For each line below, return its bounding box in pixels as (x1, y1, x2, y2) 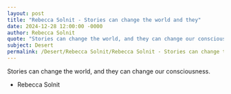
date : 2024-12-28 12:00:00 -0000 (7, 23, 103, 30)
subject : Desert (7, 42, 54, 49)
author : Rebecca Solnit (7, 29, 76, 36)
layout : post (7, 10, 45, 17)
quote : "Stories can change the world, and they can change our (7, 36, 195, 43)
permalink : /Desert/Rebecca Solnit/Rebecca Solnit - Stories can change (7, 49, 220, 56)
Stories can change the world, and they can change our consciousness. (7, 67, 211, 75)
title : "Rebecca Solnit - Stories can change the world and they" (7, 16, 201, 23)
